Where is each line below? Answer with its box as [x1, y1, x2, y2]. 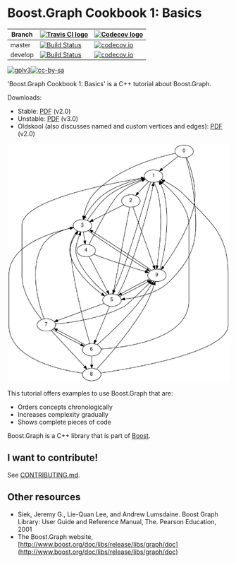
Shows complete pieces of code [17, 417, 111, 426]
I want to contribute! [7, 452, 99, 464]
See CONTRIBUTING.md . [7, 470, 80, 479]
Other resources [7, 491, 81, 503]
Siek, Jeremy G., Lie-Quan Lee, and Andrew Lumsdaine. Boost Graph [17, 510, 218, 518]
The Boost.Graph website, [17, 532, 94, 541]
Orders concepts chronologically [17, 403, 113, 411]
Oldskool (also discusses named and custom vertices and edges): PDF [17, 122, 223, 131]
